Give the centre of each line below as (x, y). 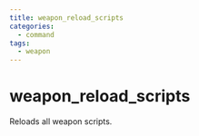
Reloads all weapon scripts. (61, 121)
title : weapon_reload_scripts (67, 18)
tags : (20, 43)
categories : (32, 26)
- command (36, 34)
